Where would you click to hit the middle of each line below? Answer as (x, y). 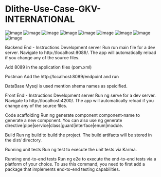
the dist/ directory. (24, 140)
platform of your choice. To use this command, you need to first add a (75, 164)
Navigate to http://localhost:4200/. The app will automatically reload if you (80, 100)
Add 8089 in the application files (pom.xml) (48, 67)
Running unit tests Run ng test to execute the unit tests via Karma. (71, 149)
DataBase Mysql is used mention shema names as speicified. (66, 86)
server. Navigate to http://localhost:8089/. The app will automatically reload (81, 53)
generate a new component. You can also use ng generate (64, 120)
